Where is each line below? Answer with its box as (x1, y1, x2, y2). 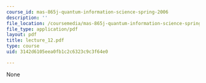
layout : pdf (6, 32, 37, 38)
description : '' (6, 15, 48, 21)
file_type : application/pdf (6, 26, 78, 32)
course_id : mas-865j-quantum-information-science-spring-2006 (6, 9, 169, 15)
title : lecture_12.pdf (6, 37, 64, 43)
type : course (6, 43, 40, 49)
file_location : (6, 20, 45, 26)
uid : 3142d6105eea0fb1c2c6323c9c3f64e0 (6, 49, 109, 55)
